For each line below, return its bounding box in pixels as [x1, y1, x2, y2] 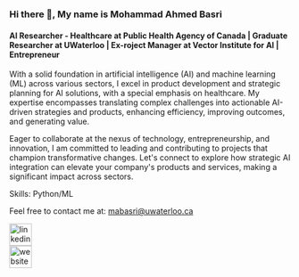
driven [9, 107, 33, 118]
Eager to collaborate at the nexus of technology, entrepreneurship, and [9, 134, 270, 144]
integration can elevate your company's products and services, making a [9, 162, 278, 173]
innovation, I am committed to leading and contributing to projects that [9, 143, 268, 154]
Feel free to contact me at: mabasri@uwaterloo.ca [9, 206, 194, 216]
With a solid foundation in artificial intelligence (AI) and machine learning [9, 69, 277, 79]
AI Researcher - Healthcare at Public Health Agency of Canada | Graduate [9, 30, 288, 41]
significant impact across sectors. [9, 171, 134, 182]
